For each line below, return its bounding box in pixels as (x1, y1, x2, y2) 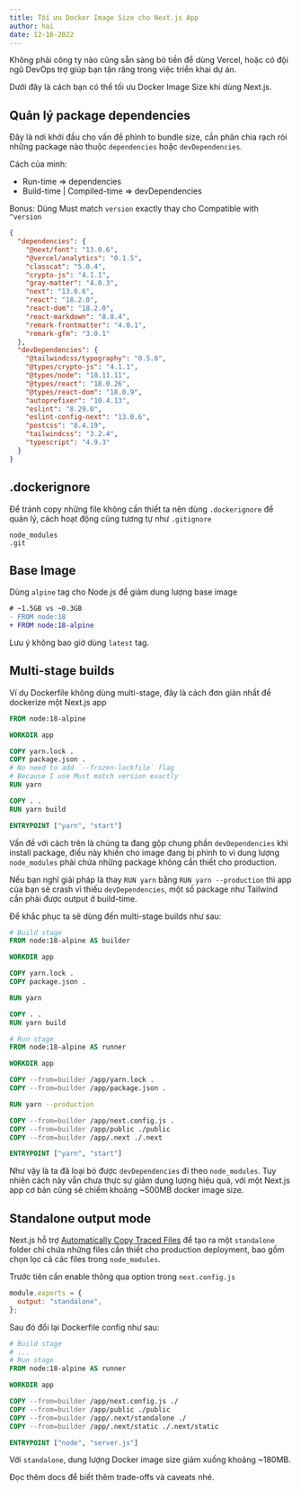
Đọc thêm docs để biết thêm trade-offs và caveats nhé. (9, 1472, 215, 1483)
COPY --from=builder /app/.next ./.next (9, 1132, 164, 1142)
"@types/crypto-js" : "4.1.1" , (25, 362, 139, 372)
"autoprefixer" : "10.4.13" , (25, 395, 130, 405)
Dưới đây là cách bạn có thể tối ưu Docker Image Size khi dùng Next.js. (9, 82, 272, 93)
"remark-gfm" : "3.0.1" (25, 329, 111, 338)
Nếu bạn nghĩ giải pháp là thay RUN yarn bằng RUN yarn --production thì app (9, 874, 292, 885)
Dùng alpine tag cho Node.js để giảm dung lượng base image (9, 586, 238, 597)
